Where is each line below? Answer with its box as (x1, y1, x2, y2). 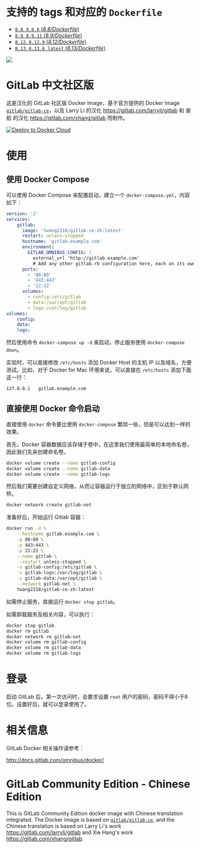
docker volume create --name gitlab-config (6, 460, 116, 466)
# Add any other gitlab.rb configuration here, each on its (32, 261, 185, 267)
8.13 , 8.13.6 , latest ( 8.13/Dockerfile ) (14, 44, 106, 51)
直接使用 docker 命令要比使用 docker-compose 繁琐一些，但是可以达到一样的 (6, 420, 190, 428)
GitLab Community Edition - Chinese (6, 778, 190, 791)
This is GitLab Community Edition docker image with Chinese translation (6, 809, 183, 817)
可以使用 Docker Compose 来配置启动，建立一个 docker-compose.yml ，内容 (6, 191, 190, 199)
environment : (21, 244, 55, 250)
